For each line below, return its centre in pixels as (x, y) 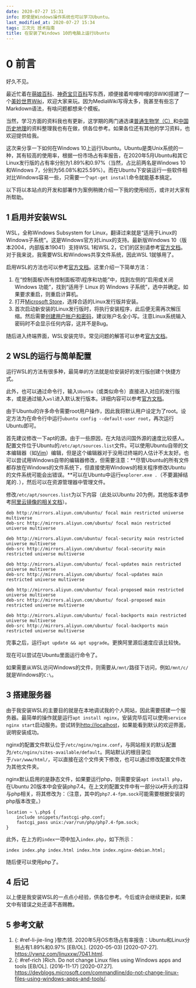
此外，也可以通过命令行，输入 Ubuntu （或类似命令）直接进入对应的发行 (90, 391)
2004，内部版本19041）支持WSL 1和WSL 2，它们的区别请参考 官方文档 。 (98, 247)
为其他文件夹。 (24, 766)
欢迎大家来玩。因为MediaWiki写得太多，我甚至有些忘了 (113, 101)
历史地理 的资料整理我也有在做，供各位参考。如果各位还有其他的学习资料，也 (98, 128)
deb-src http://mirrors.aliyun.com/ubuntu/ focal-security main (86, 548)
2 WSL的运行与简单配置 (49, 356)
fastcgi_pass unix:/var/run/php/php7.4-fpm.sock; (78, 822)
